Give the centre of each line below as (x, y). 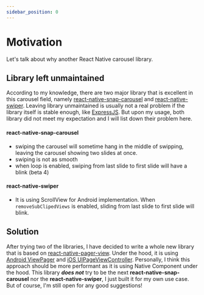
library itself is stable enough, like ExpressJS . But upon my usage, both (95, 112)
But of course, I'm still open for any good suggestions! (74, 285)
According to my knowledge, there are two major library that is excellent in (100, 93)
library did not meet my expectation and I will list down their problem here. (100, 119)
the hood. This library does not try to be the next (68, 272)
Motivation (34, 42)
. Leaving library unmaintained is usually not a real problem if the (104, 106)
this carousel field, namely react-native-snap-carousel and (80, 99)
